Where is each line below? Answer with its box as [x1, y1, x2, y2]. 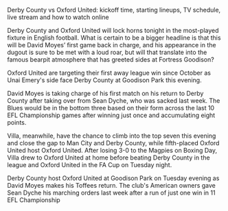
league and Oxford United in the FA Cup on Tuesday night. [7, 161, 172, 169]
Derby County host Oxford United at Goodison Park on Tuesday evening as [7, 174, 220, 182]
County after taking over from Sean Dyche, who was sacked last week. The [7, 97, 220, 105]
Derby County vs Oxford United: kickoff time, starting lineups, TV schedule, [7, 6, 221, 14]
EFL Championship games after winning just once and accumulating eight [7, 111, 216, 119]
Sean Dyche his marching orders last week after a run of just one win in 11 [7, 188, 216, 197]
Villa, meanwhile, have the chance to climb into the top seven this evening [7, 132, 216, 140]
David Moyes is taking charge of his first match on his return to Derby [7, 89, 204, 97]
